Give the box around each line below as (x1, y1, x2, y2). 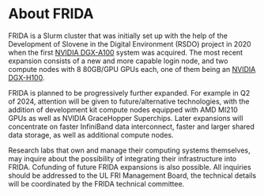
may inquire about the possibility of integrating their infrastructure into (8, 153, 237, 163)
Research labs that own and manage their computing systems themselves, (8, 145, 251, 155)
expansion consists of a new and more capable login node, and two (8, 56, 228, 66)
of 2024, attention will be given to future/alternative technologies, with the (8, 96, 251, 106)
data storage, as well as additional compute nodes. (8, 130, 174, 139)
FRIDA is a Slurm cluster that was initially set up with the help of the (8, 31, 228, 40)
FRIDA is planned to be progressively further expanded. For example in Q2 (8, 88, 251, 97)
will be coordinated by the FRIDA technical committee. (8, 179, 185, 188)
